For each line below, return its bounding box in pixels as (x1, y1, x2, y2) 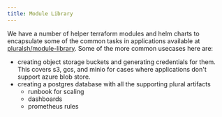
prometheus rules (27, 102, 79, 110)
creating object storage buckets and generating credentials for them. (17, 57, 216, 66)
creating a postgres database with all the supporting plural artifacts (17, 79, 211, 88)
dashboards (27, 95, 63, 103)
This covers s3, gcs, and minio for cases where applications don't (17, 65, 207, 73)
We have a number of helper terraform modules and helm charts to (7, 29, 200, 38)
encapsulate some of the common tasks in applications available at (7, 36, 200, 45)
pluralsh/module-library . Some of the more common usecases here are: (7, 44, 214, 52)
